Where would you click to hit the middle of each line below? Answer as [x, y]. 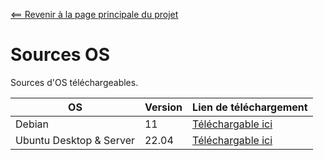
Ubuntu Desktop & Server [75, 140]
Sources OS [60, 55]
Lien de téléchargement [250, 107]
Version [163, 107]
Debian [32, 124]
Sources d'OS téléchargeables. [74, 82]
